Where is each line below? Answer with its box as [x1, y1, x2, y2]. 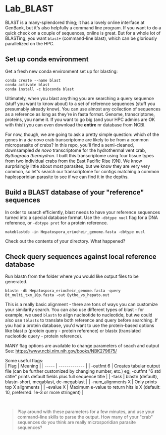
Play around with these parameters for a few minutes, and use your [17, 409, 155, 415]
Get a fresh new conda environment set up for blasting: [5, 68, 118, 74]
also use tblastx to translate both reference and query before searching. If [5, 317, 158, 324]
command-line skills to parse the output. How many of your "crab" [17, 414, 153, 420]
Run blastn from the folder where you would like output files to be [5, 273, 139, 279]
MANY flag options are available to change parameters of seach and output [5, 343, 160, 349]
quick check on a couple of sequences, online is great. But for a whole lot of [5, 30, 161, 36]
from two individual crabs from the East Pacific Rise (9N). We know [5, 158, 142, 164]
